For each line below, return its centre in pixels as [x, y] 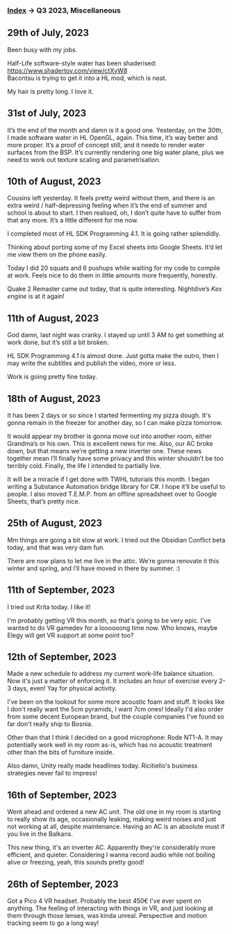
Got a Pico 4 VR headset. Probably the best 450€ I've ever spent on [104, 901]
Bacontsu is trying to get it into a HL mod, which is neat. [87, 78]
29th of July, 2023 [48, 33]
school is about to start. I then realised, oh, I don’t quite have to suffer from [114, 213]
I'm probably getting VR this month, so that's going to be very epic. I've [109, 620]
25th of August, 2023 [55, 523]
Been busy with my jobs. [42, 49]
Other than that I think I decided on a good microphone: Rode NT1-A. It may [115, 738]
